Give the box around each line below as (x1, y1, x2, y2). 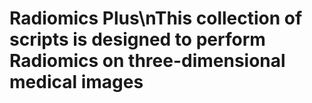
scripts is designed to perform (9, 28, 266, 51)
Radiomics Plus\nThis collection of (9, 7, 303, 30)
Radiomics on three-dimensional (9, 50, 286, 72)
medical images (9, 71, 144, 94)
